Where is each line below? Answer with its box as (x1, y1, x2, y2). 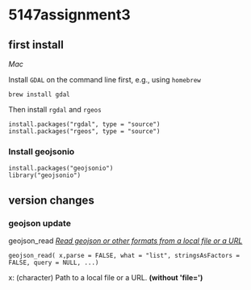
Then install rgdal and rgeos (8, 105, 102, 114)
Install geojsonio (8, 145, 75, 157)
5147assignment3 (8, 6, 131, 24)
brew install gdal (8, 90, 70, 99)
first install (8, 38, 65, 52)
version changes (8, 193, 94, 207)
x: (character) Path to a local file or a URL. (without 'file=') (8, 272, 203, 282)
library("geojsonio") (8, 171, 82, 179)
